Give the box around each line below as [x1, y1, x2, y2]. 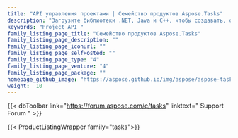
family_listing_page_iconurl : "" [7, 43, 106, 50]
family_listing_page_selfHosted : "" [7, 50, 115, 57]
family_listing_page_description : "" [7, 37, 119, 44]
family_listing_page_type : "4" [7, 56, 100, 63]
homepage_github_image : [7, 75, 78, 83]
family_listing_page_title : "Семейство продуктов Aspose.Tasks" [7, 30, 201, 37]
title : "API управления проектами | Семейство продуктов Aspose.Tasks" [7, 10, 223, 18]
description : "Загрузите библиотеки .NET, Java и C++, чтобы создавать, [7, 17, 227, 24]
